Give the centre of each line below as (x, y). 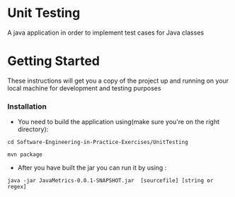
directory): (33, 129)
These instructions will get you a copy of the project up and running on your (118, 80)
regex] (17, 187)
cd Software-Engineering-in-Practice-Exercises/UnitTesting (98, 143)
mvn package (25, 155)
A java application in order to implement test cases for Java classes (105, 32)
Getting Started (54, 61)
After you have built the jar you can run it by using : (92, 168)
